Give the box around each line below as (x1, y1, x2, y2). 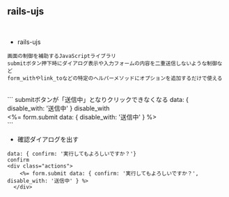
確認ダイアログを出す (17, 135, 79, 143)
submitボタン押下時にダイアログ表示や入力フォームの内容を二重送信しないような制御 (7, 59, 218, 67)
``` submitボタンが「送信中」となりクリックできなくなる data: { (7, 95, 189, 103)
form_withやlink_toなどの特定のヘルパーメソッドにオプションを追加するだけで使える (7, 75, 223, 82)
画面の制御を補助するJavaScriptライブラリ (7, 52, 116, 59)
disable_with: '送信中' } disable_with (7, 104, 110, 112)
